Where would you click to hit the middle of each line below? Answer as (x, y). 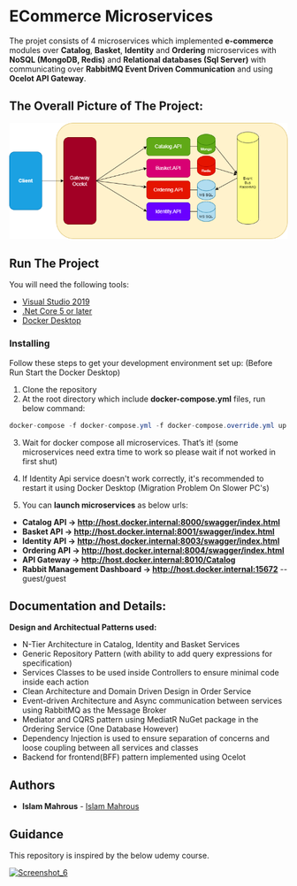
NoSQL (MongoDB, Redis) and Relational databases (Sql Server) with (138, 59)
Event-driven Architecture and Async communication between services (152, 701)
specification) (47, 663)
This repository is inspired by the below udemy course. (109, 855)
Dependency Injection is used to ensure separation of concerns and (145, 738)
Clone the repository (59, 389)
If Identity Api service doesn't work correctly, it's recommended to (143, 478)
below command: (53, 408)
